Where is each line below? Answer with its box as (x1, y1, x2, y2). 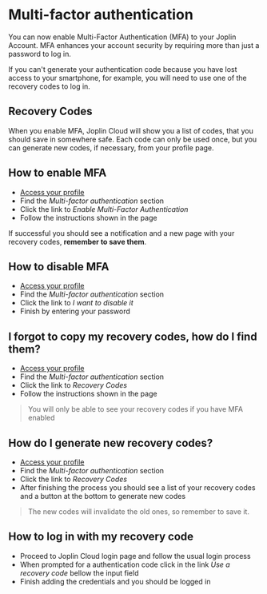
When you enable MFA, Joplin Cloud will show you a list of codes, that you (8, 126, 253, 135)
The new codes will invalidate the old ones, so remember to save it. (27, 507, 250, 516)
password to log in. (8, 49, 72, 58)
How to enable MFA (8, 166, 107, 180)
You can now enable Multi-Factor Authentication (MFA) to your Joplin (8, 32, 237, 42)
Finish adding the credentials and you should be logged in (19, 576, 211, 586)
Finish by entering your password (19, 306, 130, 317)
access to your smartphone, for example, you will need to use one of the (8, 73, 248, 82)
